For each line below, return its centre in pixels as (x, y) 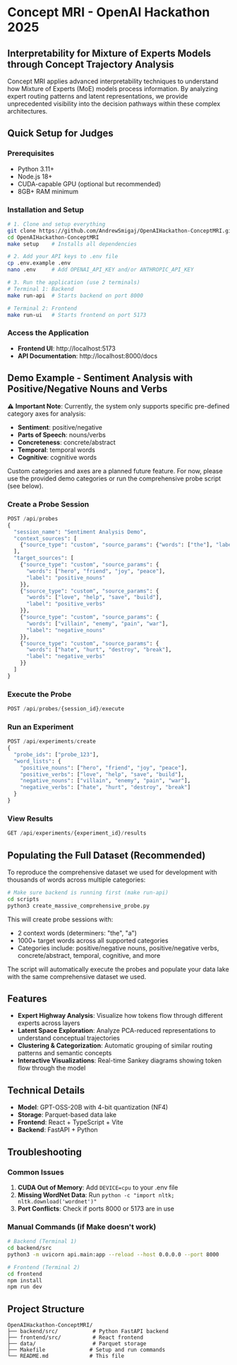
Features (27, 999)
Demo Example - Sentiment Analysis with (100, 378)
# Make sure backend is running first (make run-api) (88, 892)
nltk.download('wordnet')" (57, 1201)
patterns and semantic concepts (65, 1053)
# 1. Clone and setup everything (56, 224)
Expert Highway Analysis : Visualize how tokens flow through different (120, 1016)
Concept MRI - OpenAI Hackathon (109, 12)
